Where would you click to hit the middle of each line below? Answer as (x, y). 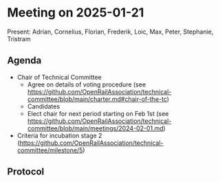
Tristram (19, 38)
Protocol (26, 172)
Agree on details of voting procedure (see (87, 84)
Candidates (44, 106)
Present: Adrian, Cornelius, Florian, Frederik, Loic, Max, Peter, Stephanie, (110, 32)
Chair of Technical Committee (59, 77)
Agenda (24, 61)
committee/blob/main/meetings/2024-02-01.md (95, 128)
